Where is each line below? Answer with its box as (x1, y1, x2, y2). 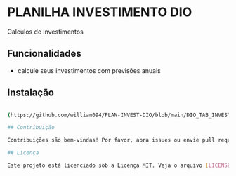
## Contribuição (7, 124, 55, 131)
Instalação (7, 87, 55, 99)
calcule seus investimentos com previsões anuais (17, 66, 162, 74)
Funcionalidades (7, 48, 82, 60)
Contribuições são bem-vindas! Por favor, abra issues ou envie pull (7, 137, 216, 144)
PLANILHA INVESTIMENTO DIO (7, 4, 192, 20)
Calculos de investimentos (7, 27, 84, 36)
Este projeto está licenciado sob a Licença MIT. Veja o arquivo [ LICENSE (7, 162, 231, 169)
